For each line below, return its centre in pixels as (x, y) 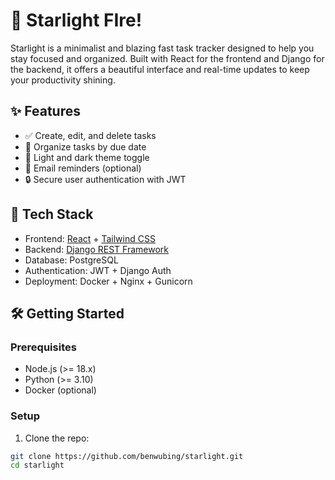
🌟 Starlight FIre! (76, 20)
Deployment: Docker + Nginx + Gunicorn (108, 281)
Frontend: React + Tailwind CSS (90, 238)
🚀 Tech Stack (52, 214)
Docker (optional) (60, 390)
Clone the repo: (57, 438)
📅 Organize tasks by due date (85, 146)
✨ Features (45, 111)
